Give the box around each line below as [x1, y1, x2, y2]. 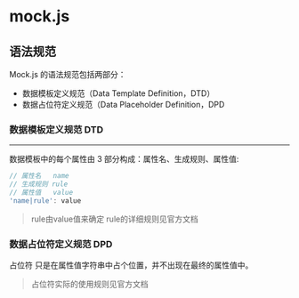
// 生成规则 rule [9, 180, 69, 189]
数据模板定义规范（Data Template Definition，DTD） [21, 88, 215, 99]
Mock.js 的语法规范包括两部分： [9, 69, 126, 79]
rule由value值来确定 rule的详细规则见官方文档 [30, 213, 198, 224]
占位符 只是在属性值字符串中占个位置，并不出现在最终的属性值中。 [9, 260, 254, 270]
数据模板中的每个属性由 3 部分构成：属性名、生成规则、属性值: [9, 154, 239, 165]
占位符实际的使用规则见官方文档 [30, 278, 149, 290]
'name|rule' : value [9, 196, 82, 205]
